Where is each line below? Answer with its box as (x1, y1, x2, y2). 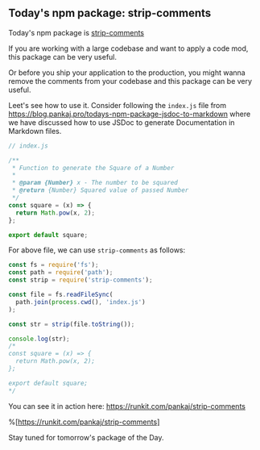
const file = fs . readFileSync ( (8, 290, 113, 299)
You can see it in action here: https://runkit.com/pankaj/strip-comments (8, 401, 246, 410)
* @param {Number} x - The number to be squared (11, 179, 179, 187)
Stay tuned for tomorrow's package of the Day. (8, 432, 164, 442)
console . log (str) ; (8, 335, 70, 343)
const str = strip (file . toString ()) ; (8, 320, 135, 328)
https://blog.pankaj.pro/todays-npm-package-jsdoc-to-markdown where (8, 109, 251, 119)
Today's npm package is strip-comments (8, 27, 145, 37)
